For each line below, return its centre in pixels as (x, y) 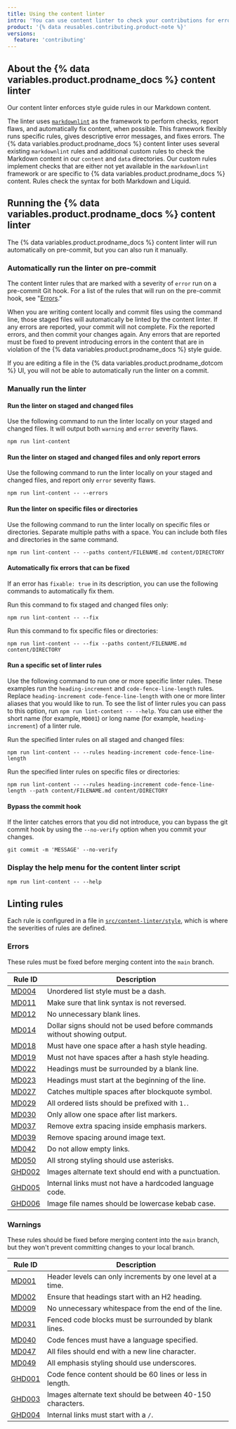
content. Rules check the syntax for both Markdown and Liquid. (99, 181)
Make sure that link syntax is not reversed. (116, 1003)
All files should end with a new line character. (122, 1351)
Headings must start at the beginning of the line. (126, 1080)
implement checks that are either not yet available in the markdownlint (108, 166)
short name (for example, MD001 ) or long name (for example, (94, 718)
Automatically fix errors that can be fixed (68, 568)
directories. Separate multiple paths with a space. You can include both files (117, 532)
